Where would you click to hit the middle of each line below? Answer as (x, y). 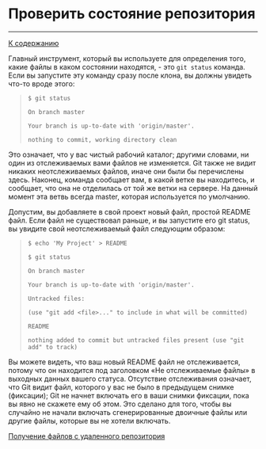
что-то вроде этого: (42, 83)
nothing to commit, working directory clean (102, 139)
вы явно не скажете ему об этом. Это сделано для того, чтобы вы (120, 404)
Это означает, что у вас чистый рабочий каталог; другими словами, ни (129, 154)
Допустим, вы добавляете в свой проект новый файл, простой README (129, 211)
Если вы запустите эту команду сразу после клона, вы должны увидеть (130, 75)
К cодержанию (34, 43)
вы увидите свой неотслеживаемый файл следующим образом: (117, 228)
